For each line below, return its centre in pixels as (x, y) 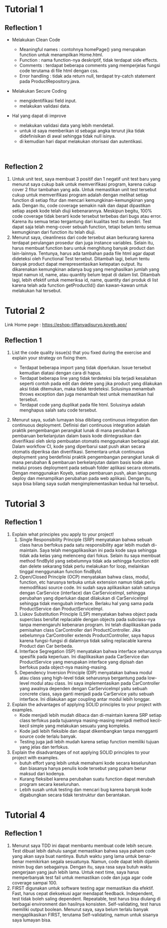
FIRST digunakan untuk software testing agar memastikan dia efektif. (83, 888)
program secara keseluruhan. (50, 784)
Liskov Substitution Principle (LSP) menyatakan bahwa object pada (88, 614)
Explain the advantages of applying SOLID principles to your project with (87, 704)
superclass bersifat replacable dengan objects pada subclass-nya (87, 619)
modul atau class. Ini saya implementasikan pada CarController (95, 683)
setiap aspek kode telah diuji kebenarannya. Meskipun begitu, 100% (82, 211)
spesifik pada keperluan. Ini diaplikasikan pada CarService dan (84, 656)
